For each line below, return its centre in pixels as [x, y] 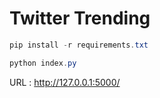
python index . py [43, 63]
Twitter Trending [80, 18]
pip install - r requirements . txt [79, 45]
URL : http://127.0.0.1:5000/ [65, 82]
